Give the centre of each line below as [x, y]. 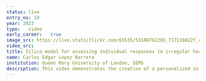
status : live [23, 12]
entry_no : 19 [23, 18]
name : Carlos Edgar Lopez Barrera [51, 57]
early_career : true [34, 35]
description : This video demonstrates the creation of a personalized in [103, 69]
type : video [25, 29]
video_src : [20, 46]
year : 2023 [20, 23]
